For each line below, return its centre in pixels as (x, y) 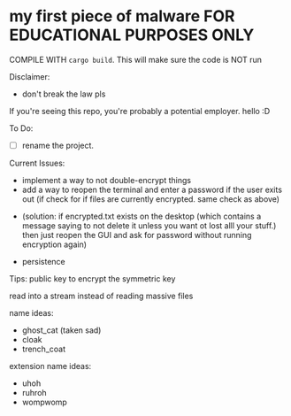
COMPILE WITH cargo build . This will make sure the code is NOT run (136, 59)
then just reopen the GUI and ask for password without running (137, 235)
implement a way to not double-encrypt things (107, 180)
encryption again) (54, 244)
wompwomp (45, 402)
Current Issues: (37, 163)
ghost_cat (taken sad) (61, 330)
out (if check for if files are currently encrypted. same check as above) (151, 199)
